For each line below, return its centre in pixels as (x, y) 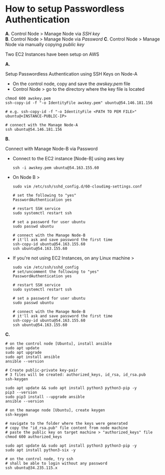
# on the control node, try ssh (39, 459)
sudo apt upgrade (24, 352)
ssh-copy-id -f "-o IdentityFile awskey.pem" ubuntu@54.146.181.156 (79, 103)
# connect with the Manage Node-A (42, 125)
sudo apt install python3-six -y (40, 450)
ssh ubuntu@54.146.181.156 (34, 129)
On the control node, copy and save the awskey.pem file (71, 84)
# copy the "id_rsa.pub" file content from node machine (67, 428)
